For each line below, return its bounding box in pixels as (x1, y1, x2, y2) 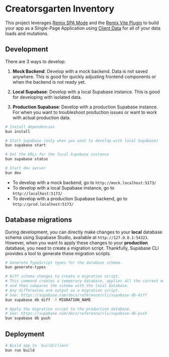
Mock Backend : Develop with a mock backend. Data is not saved (12, 68, 148, 74)
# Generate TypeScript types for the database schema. (5, 260, 123, 265)
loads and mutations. (5, 30, 49, 36)
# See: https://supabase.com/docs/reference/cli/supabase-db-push (5, 311, 147, 316)
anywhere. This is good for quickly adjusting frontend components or (12, 74, 156, 80)
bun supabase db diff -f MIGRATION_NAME (5, 297, 92, 303)
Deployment (5, 330, 45, 338)
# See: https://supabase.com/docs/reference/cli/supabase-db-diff (5, 292, 147, 297)
